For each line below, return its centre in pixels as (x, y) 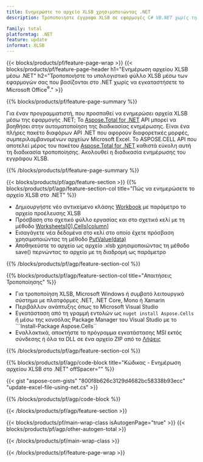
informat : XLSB (26, 46)
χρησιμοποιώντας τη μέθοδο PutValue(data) (71, 239)
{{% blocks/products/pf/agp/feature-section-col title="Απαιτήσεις (89, 275)
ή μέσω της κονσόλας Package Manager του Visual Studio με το (96, 319)
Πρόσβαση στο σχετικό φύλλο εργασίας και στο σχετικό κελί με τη (100, 219)
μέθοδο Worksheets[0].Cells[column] (62, 226)
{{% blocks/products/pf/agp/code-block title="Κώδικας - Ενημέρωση (94, 362)
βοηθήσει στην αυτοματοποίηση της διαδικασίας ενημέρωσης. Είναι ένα (98, 126)
